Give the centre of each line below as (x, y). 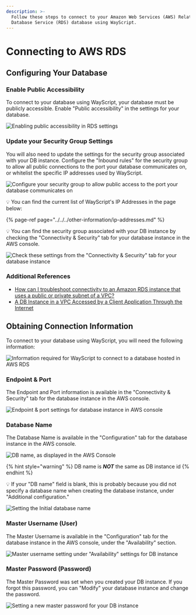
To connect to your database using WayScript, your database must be (90, 102)
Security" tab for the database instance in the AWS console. (78, 398)
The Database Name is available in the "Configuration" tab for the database (97, 438)
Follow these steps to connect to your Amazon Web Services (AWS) (94, 17)
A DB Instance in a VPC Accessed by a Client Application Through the (98, 302)
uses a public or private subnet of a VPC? (64, 295)
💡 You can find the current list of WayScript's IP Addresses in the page (91, 201)
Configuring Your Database (57, 73)
